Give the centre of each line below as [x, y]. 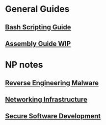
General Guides [37, 9]
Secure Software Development [53, 116]
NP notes [24, 65]
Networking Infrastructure [46, 99]
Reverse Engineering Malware [52, 83]
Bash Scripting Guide [38, 27]
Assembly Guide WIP [38, 43]
